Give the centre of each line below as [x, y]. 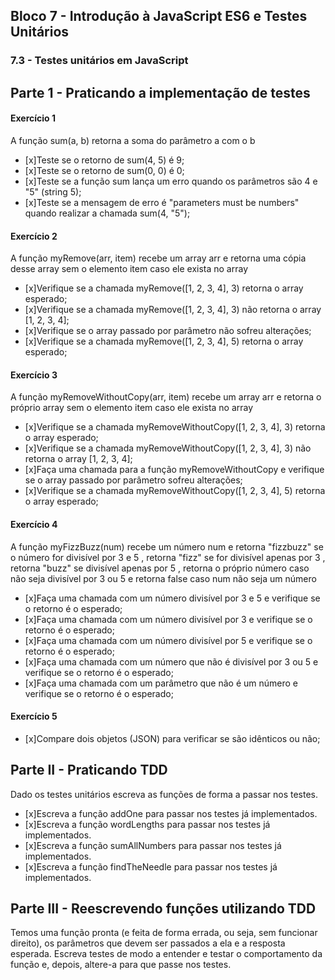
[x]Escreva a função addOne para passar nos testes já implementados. [171, 813]
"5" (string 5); [53, 191]
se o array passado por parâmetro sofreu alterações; [133, 480]
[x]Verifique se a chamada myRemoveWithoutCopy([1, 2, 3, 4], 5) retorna [175, 491]
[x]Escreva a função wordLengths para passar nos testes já [147, 824]
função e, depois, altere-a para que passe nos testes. [121, 965]
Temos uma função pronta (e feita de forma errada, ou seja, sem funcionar [164, 933]
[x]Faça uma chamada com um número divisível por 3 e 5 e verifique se [172, 598]
